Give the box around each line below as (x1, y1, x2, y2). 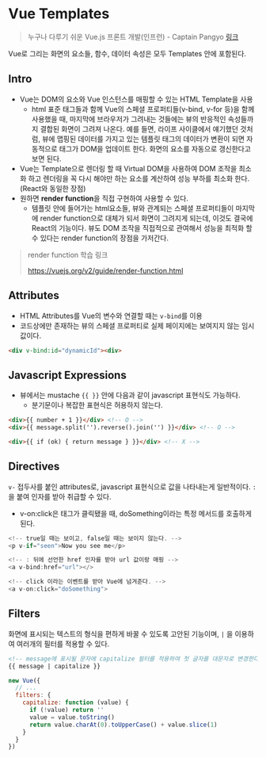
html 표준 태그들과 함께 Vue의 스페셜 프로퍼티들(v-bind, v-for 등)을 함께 (31, 104, 255, 113)
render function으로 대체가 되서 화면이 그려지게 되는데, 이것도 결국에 (40, 213, 253, 223)
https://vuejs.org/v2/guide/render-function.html (27, 266, 184, 275)
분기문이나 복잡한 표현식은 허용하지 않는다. (31, 400, 164, 410)
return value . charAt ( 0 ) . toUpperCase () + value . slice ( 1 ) (28, 721, 218, 729)
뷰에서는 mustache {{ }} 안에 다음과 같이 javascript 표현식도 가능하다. (19, 390, 241, 400)
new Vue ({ (8, 676, 41, 684)
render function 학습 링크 (27, 250, 108, 259)
